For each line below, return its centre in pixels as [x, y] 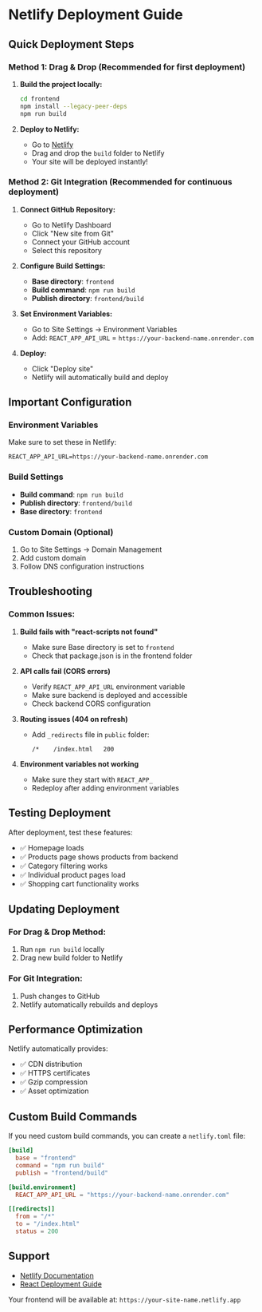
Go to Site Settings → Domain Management [91, 549]
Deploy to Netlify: [49, 129]
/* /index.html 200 [73, 749]
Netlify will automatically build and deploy [100, 377]
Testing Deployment [60, 813]
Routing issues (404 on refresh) [74, 719]
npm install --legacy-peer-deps [73, 106]
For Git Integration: [46, 978]
